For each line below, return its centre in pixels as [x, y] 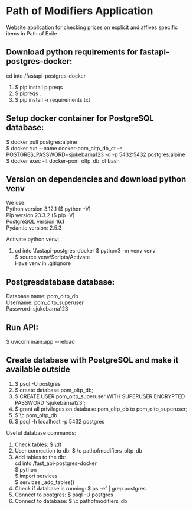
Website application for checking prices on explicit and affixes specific [92, 27]
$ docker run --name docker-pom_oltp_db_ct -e [64, 148]
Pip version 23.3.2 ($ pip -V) [40, 215]
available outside [38, 369]
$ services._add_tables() [45, 482]
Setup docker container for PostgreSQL [80, 119]
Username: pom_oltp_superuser [45, 302]
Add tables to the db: [40, 457]
